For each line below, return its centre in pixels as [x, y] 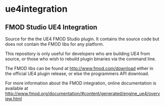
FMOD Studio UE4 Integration [51, 27]
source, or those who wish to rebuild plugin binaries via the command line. [81, 59]
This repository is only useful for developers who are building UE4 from [78, 53]
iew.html [14, 99]
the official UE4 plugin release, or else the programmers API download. [77, 74]
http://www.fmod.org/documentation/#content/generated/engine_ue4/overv [82, 93]
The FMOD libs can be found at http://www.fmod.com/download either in [79, 68]
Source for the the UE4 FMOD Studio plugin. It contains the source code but [82, 39]
